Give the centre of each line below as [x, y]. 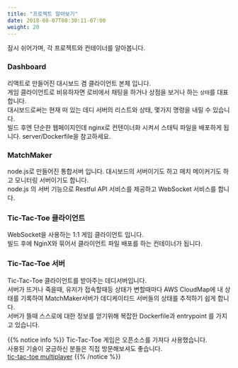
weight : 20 [23, 27]
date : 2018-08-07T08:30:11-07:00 [57, 21]
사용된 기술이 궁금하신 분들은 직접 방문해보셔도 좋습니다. [85, 348]
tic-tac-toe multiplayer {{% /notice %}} [64, 356]
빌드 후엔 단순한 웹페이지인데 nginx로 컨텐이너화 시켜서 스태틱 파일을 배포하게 [114, 127]
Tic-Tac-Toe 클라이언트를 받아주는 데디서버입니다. [77, 280]
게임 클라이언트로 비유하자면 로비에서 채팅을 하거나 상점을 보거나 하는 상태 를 [112, 92]
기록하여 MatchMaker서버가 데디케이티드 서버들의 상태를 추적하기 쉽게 [118, 298]
